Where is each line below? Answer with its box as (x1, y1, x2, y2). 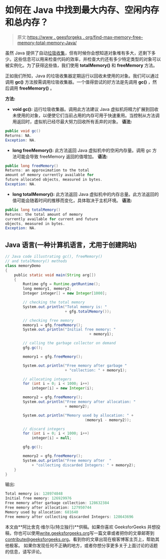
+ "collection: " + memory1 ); (65, 368, 127, 373)
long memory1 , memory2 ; (23, 286, 72, 291)
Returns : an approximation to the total (5, 168, 90, 173)
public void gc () (5, 128, 41, 134)
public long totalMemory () (5, 207, 61, 212)
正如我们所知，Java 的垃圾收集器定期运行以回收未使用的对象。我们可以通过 (5, 73, 159, 79)
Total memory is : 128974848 (5, 491, 63, 496)
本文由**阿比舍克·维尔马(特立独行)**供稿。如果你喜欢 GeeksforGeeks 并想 (5, 524, 157, 530)
